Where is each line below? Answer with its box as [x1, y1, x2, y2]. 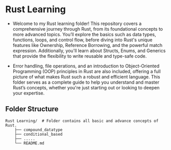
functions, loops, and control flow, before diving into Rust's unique [12, 37, 153, 43]
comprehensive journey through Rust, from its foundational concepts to [12, 26, 163, 32]
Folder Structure [5, 105, 59, 113]
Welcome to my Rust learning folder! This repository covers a [12, 20, 142, 27]
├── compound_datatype [14, 127, 63, 132]
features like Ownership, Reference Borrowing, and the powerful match [12, 42, 163, 48]
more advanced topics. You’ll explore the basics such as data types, [12, 31, 156, 37]
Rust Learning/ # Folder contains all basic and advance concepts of [5, 118, 159, 123]
